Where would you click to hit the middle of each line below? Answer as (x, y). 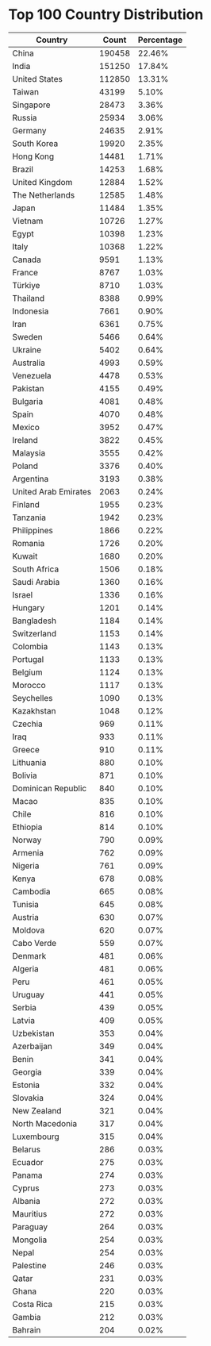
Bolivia (25, 775)
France (25, 272)
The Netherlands (44, 194)
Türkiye (26, 285)
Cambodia (31, 891)
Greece (26, 749)
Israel (23, 594)
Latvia (24, 1020)
